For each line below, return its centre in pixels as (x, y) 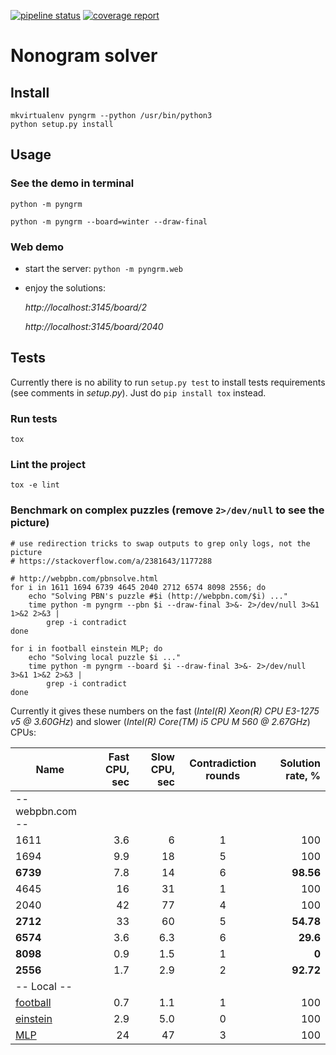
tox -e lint (35, 485)
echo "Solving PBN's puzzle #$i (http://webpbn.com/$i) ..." (158, 596)
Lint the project (48, 465)
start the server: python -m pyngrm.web (103, 268)
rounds (223, 775)
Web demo (37, 247)
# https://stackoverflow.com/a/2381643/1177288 (111, 561)
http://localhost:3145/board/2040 (94, 326)
